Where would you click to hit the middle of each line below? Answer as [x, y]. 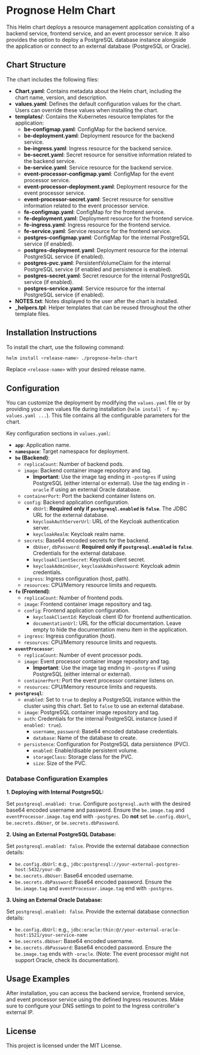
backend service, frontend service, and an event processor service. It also [98, 33]
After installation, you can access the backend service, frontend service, [96, 993]
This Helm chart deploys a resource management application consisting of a [100, 27]
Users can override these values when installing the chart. [87, 110]
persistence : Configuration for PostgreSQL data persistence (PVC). [107, 744]
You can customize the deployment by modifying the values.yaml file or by [98, 403]
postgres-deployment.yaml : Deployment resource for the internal [106, 250]
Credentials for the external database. [80, 553]
